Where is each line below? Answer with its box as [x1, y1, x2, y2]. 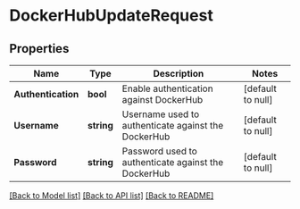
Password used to [121, 145, 198, 157]
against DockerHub [121, 94, 204, 105]
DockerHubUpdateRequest [9, 5, 214, 26]
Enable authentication [121, 82, 213, 95]
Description [153, 68, 204, 79]
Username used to [121, 108, 200, 121]
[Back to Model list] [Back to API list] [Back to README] [9, 190, 214, 201]
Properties [9, 41, 70, 56]
